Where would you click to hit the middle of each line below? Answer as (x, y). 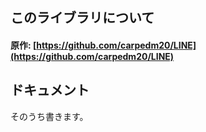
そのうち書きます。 (49, 116)
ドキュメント (50, 90)
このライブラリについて (82, 18)
